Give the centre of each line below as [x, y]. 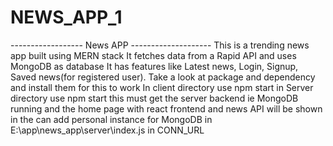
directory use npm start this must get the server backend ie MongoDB [154, 98]
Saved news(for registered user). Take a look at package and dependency [163, 77]
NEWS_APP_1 [66, 17]
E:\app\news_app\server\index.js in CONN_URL [107, 130]
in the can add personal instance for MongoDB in [111, 119]
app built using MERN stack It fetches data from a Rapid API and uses [153, 55]
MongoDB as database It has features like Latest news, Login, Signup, [154, 66]
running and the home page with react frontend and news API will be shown [166, 108]
